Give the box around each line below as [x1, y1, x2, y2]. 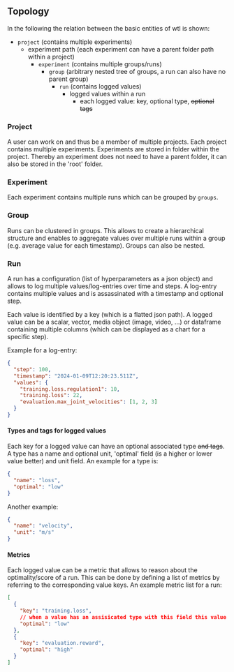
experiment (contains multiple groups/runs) [38, 59, 162, 68]
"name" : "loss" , [13, 477, 61, 484]
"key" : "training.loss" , [20, 607, 92, 615]
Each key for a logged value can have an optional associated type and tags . [7, 442, 225, 451]
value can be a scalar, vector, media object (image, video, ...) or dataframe [7, 318, 221, 326]
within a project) [27, 52, 75, 61]
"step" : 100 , [13, 366, 52, 373]
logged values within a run [69, 89, 146, 98]
